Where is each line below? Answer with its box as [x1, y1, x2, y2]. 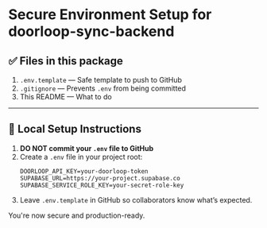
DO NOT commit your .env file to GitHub [19, 143, 154, 153]
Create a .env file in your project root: [19, 152, 143, 161]
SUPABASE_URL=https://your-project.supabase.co [19, 174, 180, 182]
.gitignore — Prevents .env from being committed [19, 83, 187, 93]
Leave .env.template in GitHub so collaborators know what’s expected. [19, 195, 253, 204]
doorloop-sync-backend [8, 22, 175, 41]
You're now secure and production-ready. [8, 211, 145, 220]
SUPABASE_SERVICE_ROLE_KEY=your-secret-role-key [19, 181, 184, 189]
